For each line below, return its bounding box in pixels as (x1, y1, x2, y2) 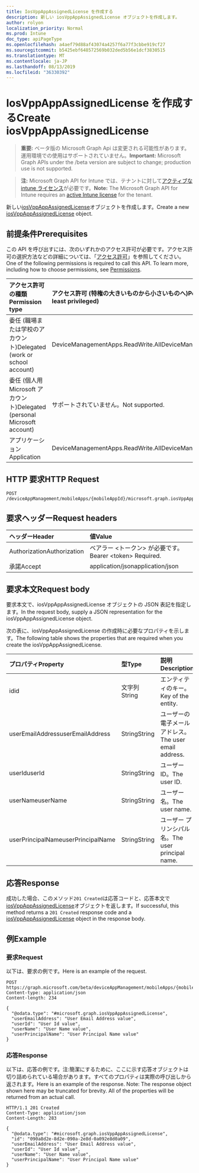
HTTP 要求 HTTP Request (6, 474, 99, 484)
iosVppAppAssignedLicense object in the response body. (6, 915, 146, 923)
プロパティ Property (9, 660, 64, 669)
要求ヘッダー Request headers (6, 513, 117, 523)
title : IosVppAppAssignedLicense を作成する (6, 8, 114, 15)
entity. (160, 699, 178, 708)
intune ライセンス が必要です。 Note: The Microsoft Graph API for (20, 185, 178, 192)
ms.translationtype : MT (6, 53, 65, 59)
